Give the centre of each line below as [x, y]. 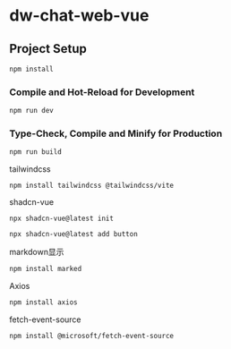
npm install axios [43, 302]
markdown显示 [37, 252]
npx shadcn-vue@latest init [62, 219]
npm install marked [46, 269]
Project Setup [48, 49]
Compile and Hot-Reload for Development [102, 92]
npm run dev [31, 111]
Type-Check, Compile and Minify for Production [116, 133]
